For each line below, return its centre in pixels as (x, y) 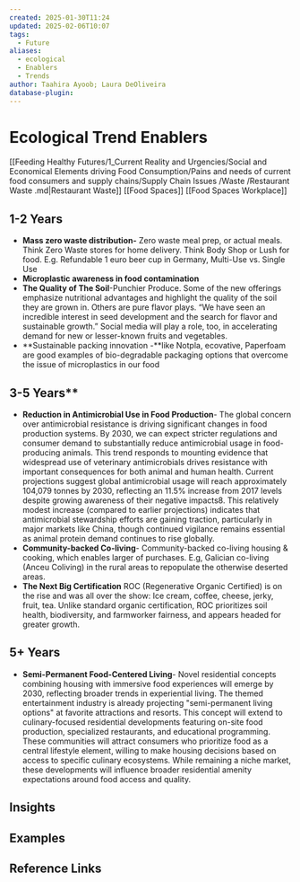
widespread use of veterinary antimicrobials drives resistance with (145, 463)
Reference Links (56, 869)
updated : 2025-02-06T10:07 (60, 26)
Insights (33, 808)
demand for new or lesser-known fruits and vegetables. (125, 336)
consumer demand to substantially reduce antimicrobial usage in (141, 443)
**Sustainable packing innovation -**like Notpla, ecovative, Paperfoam (154, 346)
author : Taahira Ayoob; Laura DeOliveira (88, 84)
